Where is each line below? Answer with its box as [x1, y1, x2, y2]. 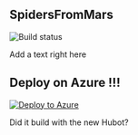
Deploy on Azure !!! [9, 75, 121, 91]
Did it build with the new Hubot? [9, 117, 129, 128]
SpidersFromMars [9, 7, 113, 23]
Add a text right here [9, 49, 87, 60]
